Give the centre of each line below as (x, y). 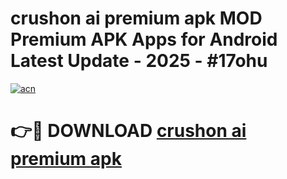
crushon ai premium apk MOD (136, 18)
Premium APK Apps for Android (144, 39)
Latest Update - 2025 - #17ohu (139, 61)
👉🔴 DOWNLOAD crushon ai (128, 131)
